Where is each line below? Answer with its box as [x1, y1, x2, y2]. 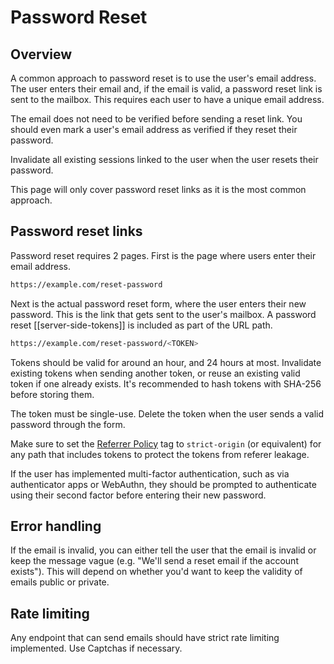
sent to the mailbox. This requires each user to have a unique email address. [10, 94, 325, 105]
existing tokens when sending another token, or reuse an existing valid [10, 367, 301, 379]
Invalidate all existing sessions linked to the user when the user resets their [10, 154, 319, 165]
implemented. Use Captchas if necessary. [10, 642, 183, 655]
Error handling [10, 517, 102, 535]
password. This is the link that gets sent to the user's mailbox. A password [10, 308, 317, 320]
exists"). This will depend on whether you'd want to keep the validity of [10, 566, 303, 578]
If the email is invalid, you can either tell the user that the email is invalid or [10, 544, 317, 556]
